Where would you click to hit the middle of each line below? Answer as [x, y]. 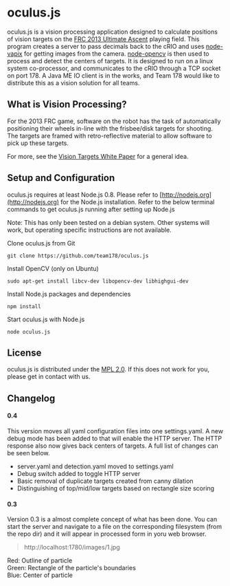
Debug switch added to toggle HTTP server [79, 473]
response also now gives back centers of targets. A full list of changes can [113, 446]
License [24, 352]
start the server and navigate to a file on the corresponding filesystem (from [114, 527]
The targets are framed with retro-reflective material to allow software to [110, 135]
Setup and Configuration [61, 178]
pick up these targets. [38, 143]
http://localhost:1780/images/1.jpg [72, 547]
